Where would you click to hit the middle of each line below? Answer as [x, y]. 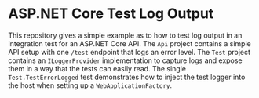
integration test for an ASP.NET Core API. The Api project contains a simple [129, 43]
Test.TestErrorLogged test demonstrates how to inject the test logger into [127, 77]
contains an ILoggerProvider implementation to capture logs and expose [125, 60]
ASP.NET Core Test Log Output [111, 14]
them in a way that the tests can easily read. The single [97, 68]
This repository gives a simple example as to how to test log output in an [125, 35]
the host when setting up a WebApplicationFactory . [90, 85]
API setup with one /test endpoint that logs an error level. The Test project [129, 52]
